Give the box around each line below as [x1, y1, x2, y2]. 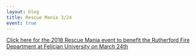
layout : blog [6, 8, 40, 15]
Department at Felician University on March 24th [6, 43, 128, 50]
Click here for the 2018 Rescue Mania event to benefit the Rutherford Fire [6, 37, 190, 44]
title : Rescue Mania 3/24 [6, 14, 72, 20]
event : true [6, 20, 37, 26]
